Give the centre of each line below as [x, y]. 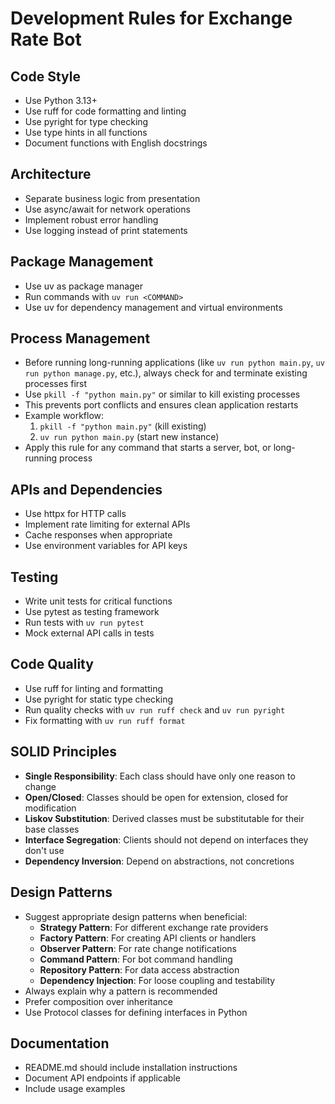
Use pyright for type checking [86, 121]
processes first [56, 384]
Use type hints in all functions [86, 132]
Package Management [82, 262]
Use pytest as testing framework [92, 612]
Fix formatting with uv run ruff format [105, 720]
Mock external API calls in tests [89, 633]
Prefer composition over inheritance [98, 1001]
